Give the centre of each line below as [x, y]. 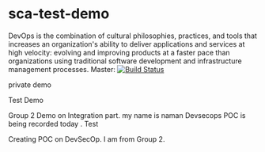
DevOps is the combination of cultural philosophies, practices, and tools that [132, 36]
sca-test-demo [59, 14]
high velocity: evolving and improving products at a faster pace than [119, 52]
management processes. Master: [62, 69]
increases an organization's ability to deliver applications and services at [127, 44]
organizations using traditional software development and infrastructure [125, 61]
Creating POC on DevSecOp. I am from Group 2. [87, 139]
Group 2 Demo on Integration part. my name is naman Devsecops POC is [127, 115]
